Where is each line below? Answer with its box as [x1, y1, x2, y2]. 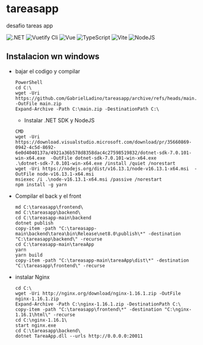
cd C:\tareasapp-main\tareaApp [15, 241, 95, 248]
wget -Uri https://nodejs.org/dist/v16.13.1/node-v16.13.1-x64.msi [15, 166, 189, 172]
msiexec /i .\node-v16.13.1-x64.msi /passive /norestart [15, 176, 162, 183]
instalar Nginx [15, 273, 50, 281]
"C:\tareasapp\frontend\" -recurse [15, 262, 105, 269]
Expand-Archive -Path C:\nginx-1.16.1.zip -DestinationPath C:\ [15, 301, 181, 307]
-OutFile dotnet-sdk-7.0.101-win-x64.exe [50, 155, 157, 161]
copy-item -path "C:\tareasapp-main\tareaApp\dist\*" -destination [15, 257, 189, 263]
